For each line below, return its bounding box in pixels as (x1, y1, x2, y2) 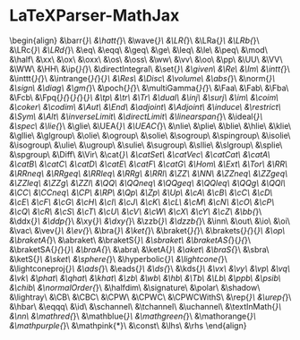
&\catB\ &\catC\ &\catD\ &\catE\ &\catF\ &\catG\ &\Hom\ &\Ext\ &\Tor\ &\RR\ (9, 158, 288, 169)
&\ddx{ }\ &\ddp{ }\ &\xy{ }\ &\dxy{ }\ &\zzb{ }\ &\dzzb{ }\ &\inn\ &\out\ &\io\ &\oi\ (9, 216, 291, 226)
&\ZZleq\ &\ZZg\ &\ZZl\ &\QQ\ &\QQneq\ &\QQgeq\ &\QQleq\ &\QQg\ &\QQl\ (9, 177, 287, 188)
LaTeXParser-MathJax (9, 5, 180, 26)
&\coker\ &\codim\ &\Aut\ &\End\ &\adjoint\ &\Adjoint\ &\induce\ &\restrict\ (9, 101, 282, 112)
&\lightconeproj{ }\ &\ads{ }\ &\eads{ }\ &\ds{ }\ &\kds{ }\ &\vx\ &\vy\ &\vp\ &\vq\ (9, 263, 291, 274)
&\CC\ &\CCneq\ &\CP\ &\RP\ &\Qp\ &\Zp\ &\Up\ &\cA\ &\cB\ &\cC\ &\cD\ (9, 187, 273, 198)
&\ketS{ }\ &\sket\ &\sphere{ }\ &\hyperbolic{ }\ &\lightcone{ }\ (9, 253, 228, 264)
